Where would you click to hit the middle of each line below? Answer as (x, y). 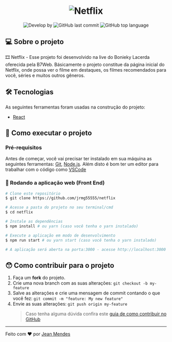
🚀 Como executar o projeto (49, 133)
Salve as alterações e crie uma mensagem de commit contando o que (86, 293)
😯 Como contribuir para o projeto (60, 265)
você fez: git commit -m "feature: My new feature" (68, 298)
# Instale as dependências (34, 222)
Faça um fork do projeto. (39, 278)
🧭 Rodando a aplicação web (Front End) (55, 183)
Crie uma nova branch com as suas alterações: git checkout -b (80, 283)
